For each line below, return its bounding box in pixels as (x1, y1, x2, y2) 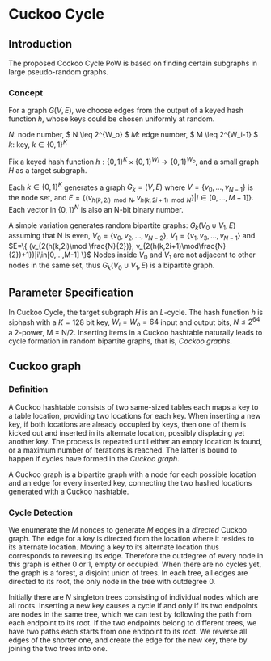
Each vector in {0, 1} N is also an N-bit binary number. (8, 203, 184, 214)
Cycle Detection (8, 507, 73, 518)
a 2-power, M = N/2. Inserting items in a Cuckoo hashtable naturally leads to (8, 327, 263, 337)
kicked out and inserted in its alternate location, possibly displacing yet (8, 427, 245, 437)
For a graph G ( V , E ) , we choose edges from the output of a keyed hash (8, 106, 244, 116)
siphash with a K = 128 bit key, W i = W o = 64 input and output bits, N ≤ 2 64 (8, 316, 260, 328)
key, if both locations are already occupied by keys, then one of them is (8, 419, 247, 429)
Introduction (8, 37, 73, 51)
